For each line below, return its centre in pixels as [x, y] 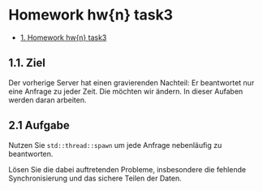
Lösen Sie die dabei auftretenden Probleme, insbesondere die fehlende [127, 169]
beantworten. [31, 154]
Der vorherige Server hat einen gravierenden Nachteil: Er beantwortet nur [131, 82]
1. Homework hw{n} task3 [63, 37]
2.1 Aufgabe [39, 126]
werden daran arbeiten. [47, 100]
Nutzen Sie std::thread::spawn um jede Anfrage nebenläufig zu [115, 145]
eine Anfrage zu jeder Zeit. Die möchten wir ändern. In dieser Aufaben [126, 91]
